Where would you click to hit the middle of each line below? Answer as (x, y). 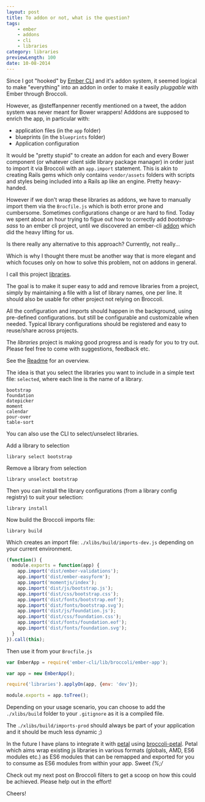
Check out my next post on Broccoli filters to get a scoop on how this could (101, 775)
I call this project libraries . (39, 274)
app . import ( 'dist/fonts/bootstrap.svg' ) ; (71, 605)
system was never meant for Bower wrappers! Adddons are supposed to (98, 112)
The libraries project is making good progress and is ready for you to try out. (103, 342)
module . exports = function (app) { (56, 566)
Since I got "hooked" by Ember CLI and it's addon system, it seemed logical (102, 81)
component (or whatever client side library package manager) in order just (100, 162)
